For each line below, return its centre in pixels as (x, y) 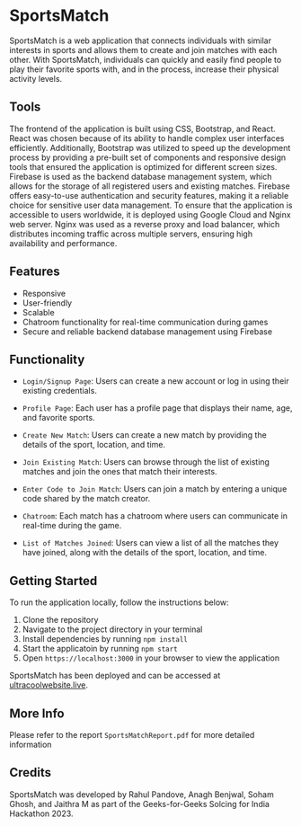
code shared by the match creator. (86, 499)
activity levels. (36, 78)
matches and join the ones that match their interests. (120, 472)
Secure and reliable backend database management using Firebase (147, 331)
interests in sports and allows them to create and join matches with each (143, 49)
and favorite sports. (59, 418)
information (31, 744)
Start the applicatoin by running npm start (100, 649)
